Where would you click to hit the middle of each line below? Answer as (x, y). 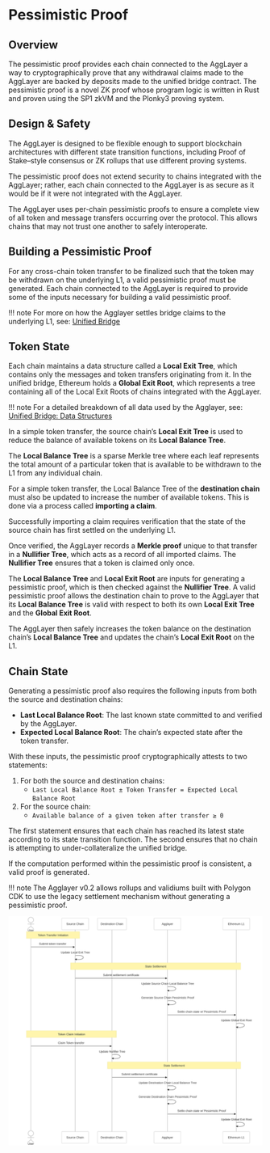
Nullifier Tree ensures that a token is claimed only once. (102, 563)
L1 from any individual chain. (56, 473)
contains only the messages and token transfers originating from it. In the (130, 374)
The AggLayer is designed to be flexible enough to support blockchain (125, 143)
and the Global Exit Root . (50, 613)
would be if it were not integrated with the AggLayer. (96, 193)
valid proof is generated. (49, 872)
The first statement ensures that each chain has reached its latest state (126, 831)
